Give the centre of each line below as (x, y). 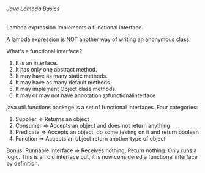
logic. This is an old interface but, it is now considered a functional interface (102, 157)
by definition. (23, 164)
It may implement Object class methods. (66, 89)
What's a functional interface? (44, 51)
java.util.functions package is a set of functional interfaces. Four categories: (102, 108)
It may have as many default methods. (63, 83)
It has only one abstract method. (56, 70)
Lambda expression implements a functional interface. (75, 28)
